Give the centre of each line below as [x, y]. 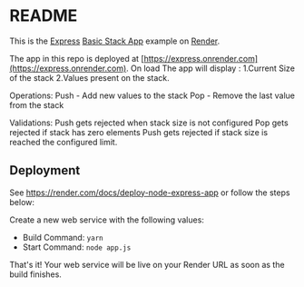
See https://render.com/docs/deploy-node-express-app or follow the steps [150, 193]
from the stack [37, 104]
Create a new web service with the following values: [107, 220]
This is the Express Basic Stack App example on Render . [115, 41]
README [44, 16]
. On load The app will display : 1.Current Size [210, 68]
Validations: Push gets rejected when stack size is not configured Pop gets [149, 123]
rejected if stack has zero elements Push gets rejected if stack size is [139, 132]
